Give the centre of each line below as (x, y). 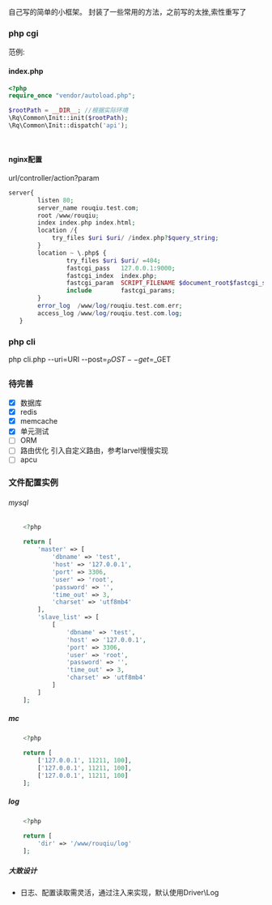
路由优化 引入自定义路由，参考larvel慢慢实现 (94, 450)
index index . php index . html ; (87, 223)
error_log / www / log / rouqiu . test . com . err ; (110, 306)
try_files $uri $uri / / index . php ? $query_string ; (135, 238)
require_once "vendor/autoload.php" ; (72, 96)
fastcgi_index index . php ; (112, 275)
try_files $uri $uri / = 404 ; (113, 260)
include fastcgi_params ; (121, 291)
